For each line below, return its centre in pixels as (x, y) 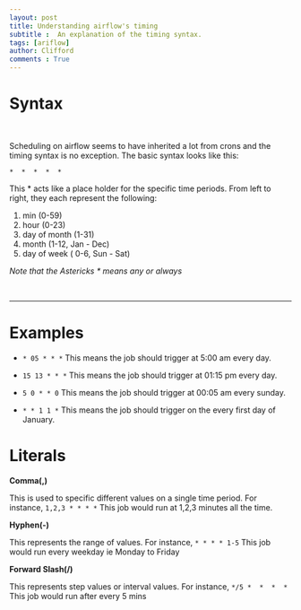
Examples (47, 333)
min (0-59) (42, 215)
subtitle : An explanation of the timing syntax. (106, 34)
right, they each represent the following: (83, 197)
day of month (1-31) (58, 234)
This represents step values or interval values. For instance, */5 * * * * (149, 586)
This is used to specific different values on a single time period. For (133, 498)
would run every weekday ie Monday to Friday (95, 552)
